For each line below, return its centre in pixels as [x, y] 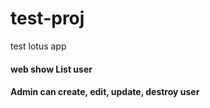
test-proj [47, 18]
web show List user [51, 69]
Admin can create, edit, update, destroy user [105, 92]
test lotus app [38, 46]
